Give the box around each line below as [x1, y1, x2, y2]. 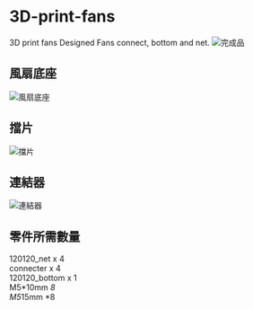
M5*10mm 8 [9, 282, 56, 293]
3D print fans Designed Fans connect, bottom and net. [9, 37, 211, 48]
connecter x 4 [9, 263, 61, 274]
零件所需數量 [9, 229, 81, 244]
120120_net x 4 [9, 253, 65, 264]
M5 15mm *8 [9, 292, 56, 303]
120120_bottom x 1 [9, 272, 78, 284]
